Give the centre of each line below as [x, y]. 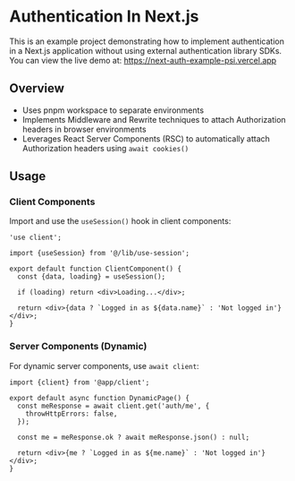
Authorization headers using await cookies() [105, 148]
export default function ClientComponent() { [95, 269]
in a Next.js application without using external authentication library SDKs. [146, 50]
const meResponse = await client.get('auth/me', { [114, 406]
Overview [37, 88]
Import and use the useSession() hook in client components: [120, 221]
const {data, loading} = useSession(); [92, 277]
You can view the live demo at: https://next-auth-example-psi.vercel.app [143, 60]
